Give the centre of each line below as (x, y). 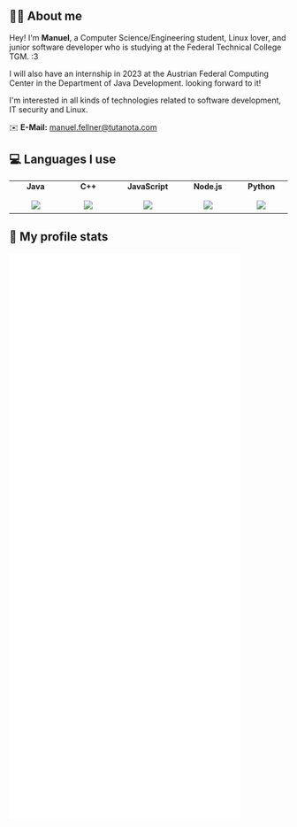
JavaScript (148, 187)
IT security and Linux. (49, 109)
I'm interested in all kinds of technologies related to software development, (145, 100)
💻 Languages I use (63, 160)
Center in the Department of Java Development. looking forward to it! (135, 83)
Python (261, 187)
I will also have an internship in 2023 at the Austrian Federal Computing (139, 73)
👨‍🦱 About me (46, 16)
